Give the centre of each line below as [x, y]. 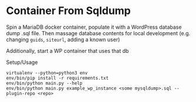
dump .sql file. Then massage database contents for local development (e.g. [98, 33]
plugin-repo [21, 93]
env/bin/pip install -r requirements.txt [58, 78]
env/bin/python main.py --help [44, 83]
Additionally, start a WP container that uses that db [67, 50]
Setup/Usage [22, 62]
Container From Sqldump [68, 11]
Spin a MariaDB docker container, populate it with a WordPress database [94, 27]
